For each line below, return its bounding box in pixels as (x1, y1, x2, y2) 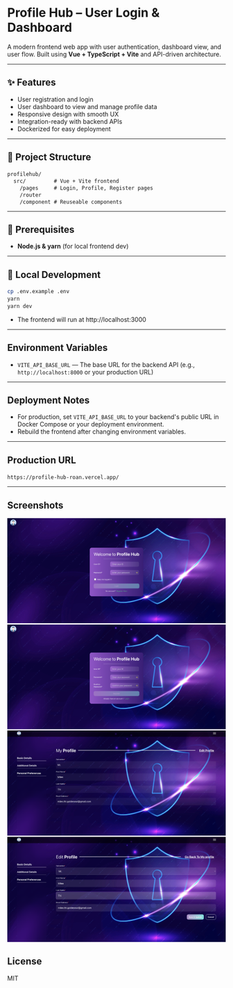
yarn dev (7, 302, 33, 310)
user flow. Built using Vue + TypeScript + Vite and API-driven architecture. (7, 50, 222, 58)
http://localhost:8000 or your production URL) (17, 368, 154, 376)
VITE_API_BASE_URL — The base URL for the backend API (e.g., (17, 360, 196, 369)
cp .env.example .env (7, 288, 70, 295)
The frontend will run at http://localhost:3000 (17, 315, 147, 324)
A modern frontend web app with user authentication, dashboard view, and (7, 42, 222, 51)
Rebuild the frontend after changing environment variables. (17, 427, 186, 436)
